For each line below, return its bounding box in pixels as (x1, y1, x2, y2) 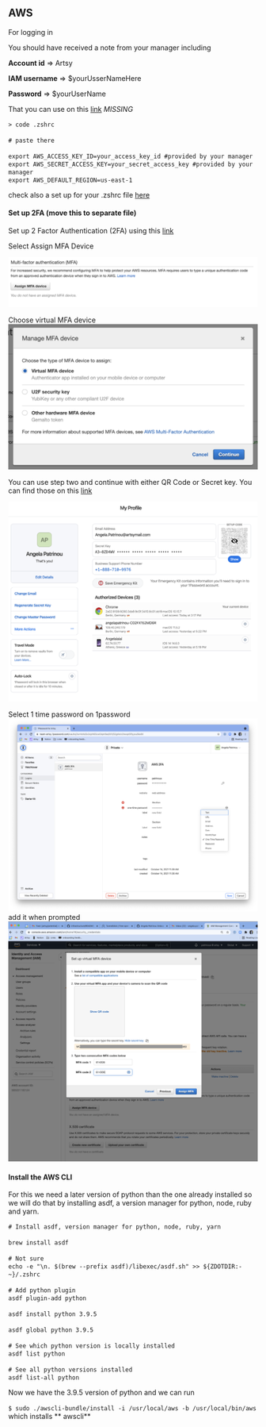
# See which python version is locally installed (8, 1342, 176, 1350)
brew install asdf (8, 1239, 69, 1247)
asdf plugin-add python (8, 1294, 87, 1302)
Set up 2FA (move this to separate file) (8, 208, 137, 217)
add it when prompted (8, 913, 81, 922)
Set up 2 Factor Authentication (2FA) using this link (8, 226, 174, 236)
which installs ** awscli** (8, 1412, 91, 1421)
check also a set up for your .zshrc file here (8, 190, 150, 199)
